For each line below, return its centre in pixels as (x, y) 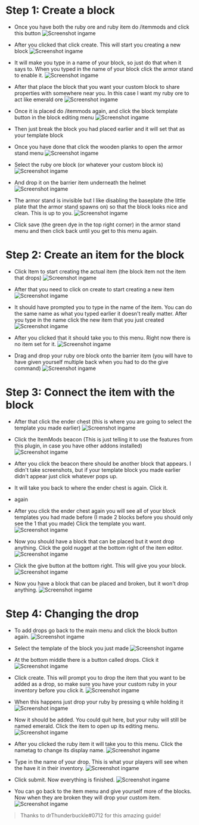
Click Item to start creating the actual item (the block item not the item (100, 271)
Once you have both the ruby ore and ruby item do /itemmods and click (102, 27)
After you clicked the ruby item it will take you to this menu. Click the (98, 744)
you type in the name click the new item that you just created (89, 320)
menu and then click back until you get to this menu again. (86, 231)
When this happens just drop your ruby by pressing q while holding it (99, 702)
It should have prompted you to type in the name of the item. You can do (103, 307)
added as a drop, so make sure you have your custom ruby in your (95, 684)
